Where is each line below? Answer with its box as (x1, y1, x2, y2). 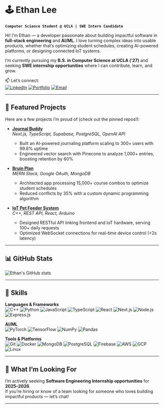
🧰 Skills (5, 288, 28, 297)
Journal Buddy (12, 125, 43, 131)
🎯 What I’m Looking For (5, 365, 77, 373)
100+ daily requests (19, 225, 60, 230)
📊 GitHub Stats (5, 255, 53, 263)
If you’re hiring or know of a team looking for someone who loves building (5, 389, 153, 394)
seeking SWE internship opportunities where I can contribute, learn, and (5, 62, 153, 68)
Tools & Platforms (5, 336, 42, 342)
